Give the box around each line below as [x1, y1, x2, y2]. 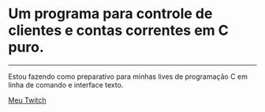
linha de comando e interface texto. [8, 80, 124, 89]
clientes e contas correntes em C [8, 21, 229, 39]
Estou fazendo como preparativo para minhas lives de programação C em [8, 72, 248, 81]
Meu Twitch [8, 95, 47, 105]
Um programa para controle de [8, 5, 213, 23]
